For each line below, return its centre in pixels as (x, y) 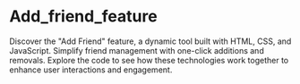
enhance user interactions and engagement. (91, 70)
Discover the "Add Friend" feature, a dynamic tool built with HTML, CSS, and (150, 41)
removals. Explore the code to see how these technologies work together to (149, 60)
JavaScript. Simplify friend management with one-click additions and (137, 50)
